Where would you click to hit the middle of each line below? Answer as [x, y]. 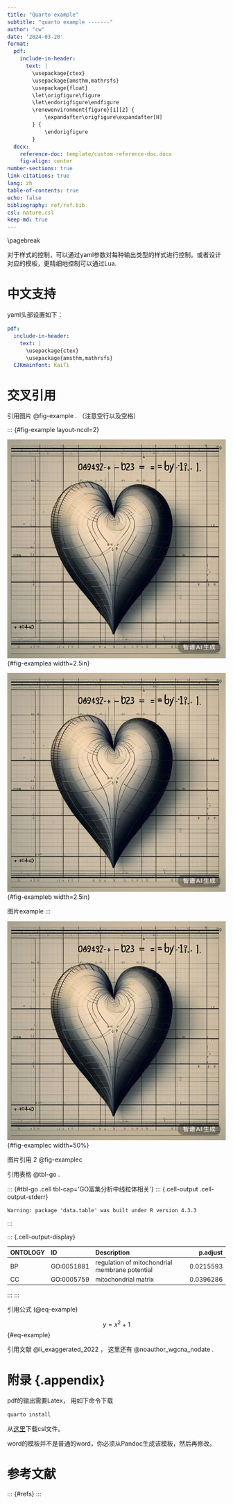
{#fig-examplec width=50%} [48, 1146]
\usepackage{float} [60, 88]
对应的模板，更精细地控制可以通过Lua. [62, 263]
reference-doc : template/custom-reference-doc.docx [96, 154]
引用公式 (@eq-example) [43, 1309]
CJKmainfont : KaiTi [42, 365]
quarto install [29, 1415]
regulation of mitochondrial [134, 1262]
